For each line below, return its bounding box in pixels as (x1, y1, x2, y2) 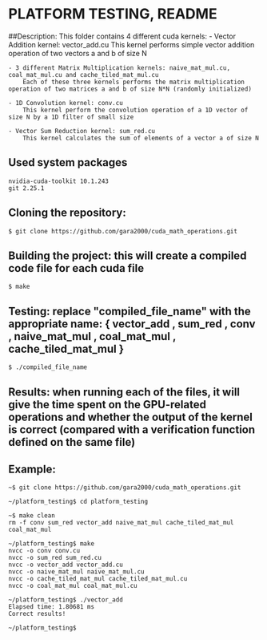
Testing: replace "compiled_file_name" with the (8, 304, 252, 318)
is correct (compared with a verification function (8, 423, 256, 436)
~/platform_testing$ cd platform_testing (8, 498, 149, 506)
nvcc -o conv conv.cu (8, 547, 81, 555)
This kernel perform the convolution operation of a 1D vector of (22, 106, 249, 114)
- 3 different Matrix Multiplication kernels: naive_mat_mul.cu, (8, 63, 230, 72)
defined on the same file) (8, 435, 136, 449)
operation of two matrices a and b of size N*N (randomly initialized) (8, 85, 252, 93)
